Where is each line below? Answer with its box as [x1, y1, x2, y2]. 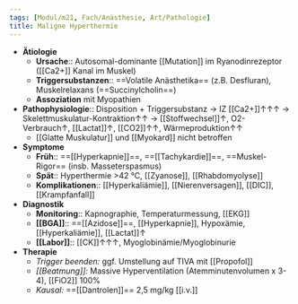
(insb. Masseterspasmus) [67, 161, 162, 171]
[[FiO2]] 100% [48, 274, 101, 285]
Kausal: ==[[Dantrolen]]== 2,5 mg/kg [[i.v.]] [35, 284, 198, 295]
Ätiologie [22, 46, 57, 56]
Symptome [22, 141, 65, 152]
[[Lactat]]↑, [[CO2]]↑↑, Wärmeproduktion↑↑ [72, 122, 243, 133]
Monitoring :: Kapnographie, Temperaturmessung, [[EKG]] [35, 208, 250, 219]
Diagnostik [22, 198, 65, 209]
